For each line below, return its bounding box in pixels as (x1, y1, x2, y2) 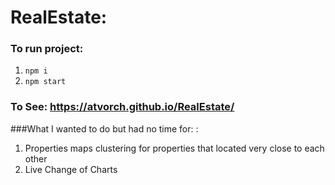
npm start (24, 77, 67, 87)
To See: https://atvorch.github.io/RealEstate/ (10, 100, 235, 114)
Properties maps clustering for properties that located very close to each (24, 142, 325, 154)
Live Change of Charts (24, 163, 118, 175)
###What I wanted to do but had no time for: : (10, 122, 199, 135)
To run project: (10, 42, 84, 56)
